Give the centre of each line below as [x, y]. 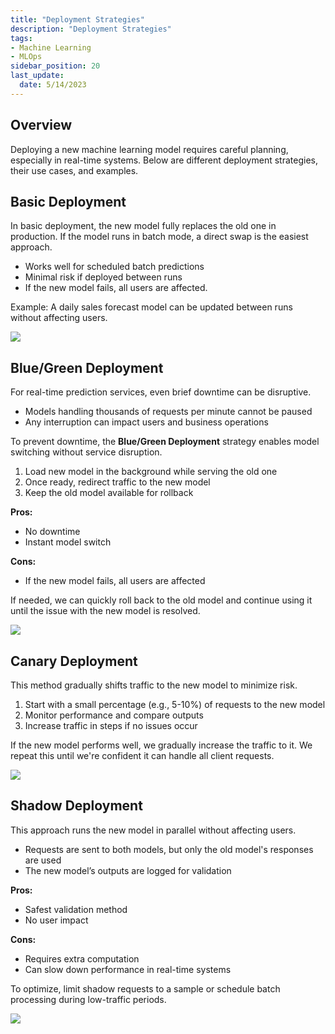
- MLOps [26, 57]
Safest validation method [76, 909]
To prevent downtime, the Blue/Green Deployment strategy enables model [165, 442]
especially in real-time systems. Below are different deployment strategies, [164, 160]
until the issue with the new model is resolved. [105, 611]
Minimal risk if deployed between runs [103, 277]
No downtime [52, 532]
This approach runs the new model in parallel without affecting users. [153, 830]
